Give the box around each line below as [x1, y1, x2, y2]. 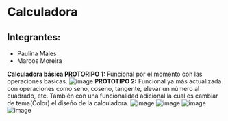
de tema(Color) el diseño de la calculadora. [7, 99, 129, 107]
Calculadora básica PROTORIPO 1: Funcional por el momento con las [7, 70, 203, 78]
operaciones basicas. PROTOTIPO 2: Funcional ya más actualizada [7, 77, 222, 85]
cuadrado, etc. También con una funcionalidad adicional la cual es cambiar [7, 92, 218, 100]
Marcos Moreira [16, 57, 62, 65]
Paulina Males [16, 49, 57, 57]
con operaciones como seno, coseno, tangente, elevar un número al [7, 85, 200, 92]
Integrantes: [7, 31, 61, 43]
